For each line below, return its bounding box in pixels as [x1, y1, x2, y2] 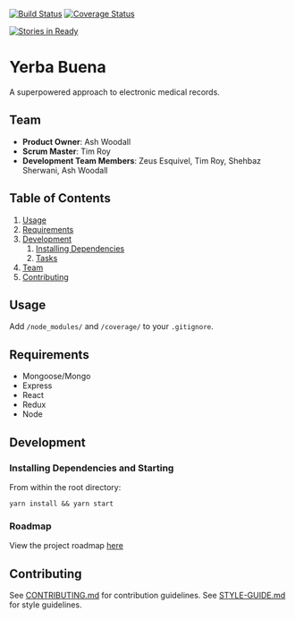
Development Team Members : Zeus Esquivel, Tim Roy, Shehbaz [21, 155, 262, 165]
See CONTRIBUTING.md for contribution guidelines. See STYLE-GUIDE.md [9, 589, 286, 600]
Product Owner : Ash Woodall [21, 136, 131, 147]
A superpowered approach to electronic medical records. [9, 86, 221, 98]
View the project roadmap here [9, 540, 123, 551]
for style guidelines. [9, 599, 82, 610]
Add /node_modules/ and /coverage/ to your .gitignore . [9, 321, 215, 332]
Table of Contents [9, 191, 112, 206]
